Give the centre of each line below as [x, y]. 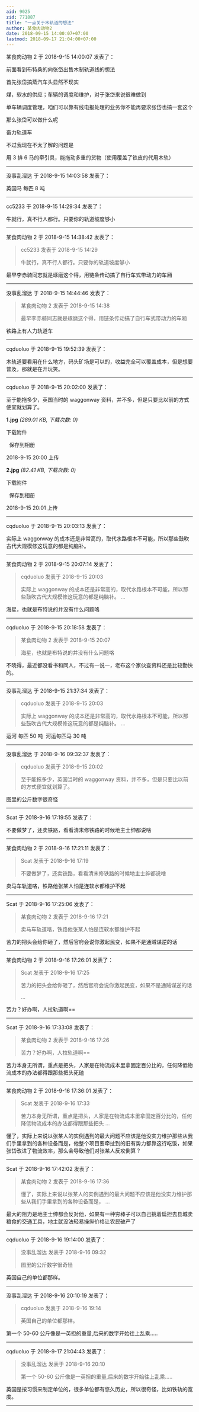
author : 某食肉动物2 [29, 28]
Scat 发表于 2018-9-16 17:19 [54, 861]
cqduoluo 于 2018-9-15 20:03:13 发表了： [57, 526]
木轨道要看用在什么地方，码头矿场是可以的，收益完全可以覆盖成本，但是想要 [99, 361]
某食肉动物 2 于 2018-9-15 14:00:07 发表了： [60, 57]
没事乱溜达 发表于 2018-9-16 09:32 [63, 1252]
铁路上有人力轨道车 [30, 331]
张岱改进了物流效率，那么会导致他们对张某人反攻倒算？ [73, 1151]
